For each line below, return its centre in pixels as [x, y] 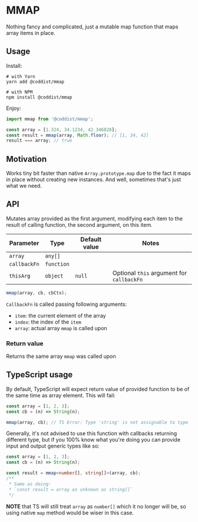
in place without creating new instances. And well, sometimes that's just [94, 180]
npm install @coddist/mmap [39, 97]
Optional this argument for [150, 273]
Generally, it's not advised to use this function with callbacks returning [92, 433]
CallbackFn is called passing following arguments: [67, 304]
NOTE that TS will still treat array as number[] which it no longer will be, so [96, 506]
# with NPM [19, 92]
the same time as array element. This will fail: [61, 395]
